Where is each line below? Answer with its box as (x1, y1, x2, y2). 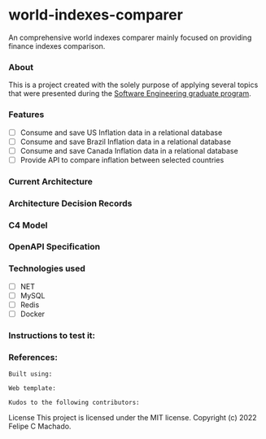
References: (8, 351, 59, 363)
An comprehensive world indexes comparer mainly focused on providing (8, 33, 252, 42)
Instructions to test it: (8, 329, 96, 341)
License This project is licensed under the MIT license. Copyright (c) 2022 (8, 413, 258, 423)
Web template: (8, 385, 57, 393)
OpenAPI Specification (8, 241, 100, 253)
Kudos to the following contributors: (8, 398, 140, 407)
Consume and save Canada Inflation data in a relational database (20, 146, 238, 155)
